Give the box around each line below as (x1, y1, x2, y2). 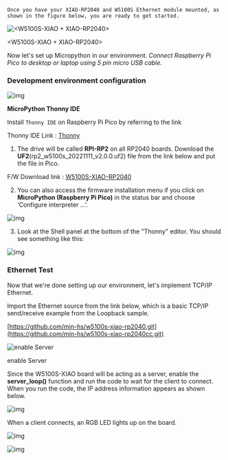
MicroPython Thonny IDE (7, 105, 80, 113)
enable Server (7, 356, 47, 364)
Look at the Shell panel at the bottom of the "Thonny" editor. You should (16, 227, 221, 236)
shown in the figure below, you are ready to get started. (7, 12, 180, 19)
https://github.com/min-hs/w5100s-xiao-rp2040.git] (9, 322, 157, 331)
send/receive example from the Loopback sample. (7, 309, 150, 317)
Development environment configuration (7, 76, 146, 85)
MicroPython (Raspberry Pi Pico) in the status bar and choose (16, 194, 196, 202)
